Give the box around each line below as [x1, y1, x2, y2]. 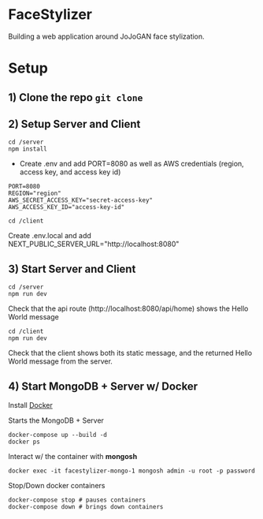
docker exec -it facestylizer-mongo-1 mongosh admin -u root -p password [8, 467, 256, 475]
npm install [8, 145, 47, 153]
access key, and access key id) [19, 167, 121, 177]
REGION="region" [8, 189, 61, 198]
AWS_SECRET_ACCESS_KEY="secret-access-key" [8, 196, 154, 204]
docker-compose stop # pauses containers [8, 495, 146, 504]
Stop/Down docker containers [8, 480, 106, 490]
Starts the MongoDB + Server [8, 416, 105, 425]
